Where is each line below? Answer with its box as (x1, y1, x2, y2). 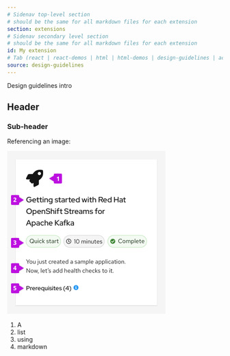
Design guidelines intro (7, 81, 73, 89)
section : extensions (7, 25, 66, 32)
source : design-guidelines (7, 62, 84, 69)
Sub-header (7, 122, 49, 132)
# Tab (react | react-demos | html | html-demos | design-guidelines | (7, 55, 216, 62)
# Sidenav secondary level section (7, 33, 109, 40)
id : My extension (7, 47, 57, 54)
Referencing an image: (7, 137, 71, 145)
